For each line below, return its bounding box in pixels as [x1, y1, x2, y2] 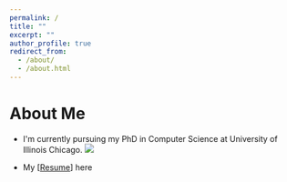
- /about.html [17, 65, 71, 74]
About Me [9, 104, 86, 124]
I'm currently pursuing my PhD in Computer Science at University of [22, 133, 278, 144]
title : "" [9, 22, 47, 31]
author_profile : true [9, 38, 92, 48]
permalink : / [9, 13, 59, 23]
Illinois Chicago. [22, 144, 84, 155]
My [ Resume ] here [22, 161, 93, 173]
